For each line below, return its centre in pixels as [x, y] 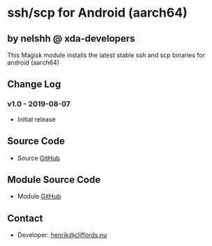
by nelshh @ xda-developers [71, 39]
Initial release [36, 119]
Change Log [34, 84]
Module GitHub [39, 197]
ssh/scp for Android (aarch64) [97, 13]
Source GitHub [39, 158]
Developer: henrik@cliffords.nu [62, 235]
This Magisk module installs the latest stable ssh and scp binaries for [106, 55]
